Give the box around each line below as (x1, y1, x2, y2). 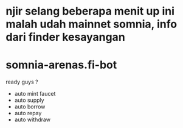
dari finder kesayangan (5, 30, 125, 44)
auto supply (14, 96, 44, 104)
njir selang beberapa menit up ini (5, 4, 174, 18)
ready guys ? (5, 78, 38, 86)
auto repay (14, 110, 42, 117)
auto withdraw (14, 116, 51, 123)
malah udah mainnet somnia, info (5, 17, 178, 31)
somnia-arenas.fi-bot (5, 58, 117, 72)
